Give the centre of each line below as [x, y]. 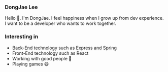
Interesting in [22, 37]
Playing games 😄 [30, 64]
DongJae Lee [21, 7]
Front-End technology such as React [50, 53]
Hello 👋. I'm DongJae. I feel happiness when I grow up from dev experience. [84, 18]
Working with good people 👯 [42, 58]
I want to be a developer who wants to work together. [60, 23]
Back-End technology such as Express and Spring [64, 48]
